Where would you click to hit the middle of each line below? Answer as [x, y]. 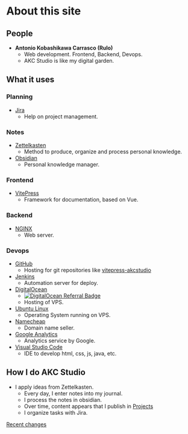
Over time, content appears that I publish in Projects [89, 406]
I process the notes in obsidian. [63, 400]
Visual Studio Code [39, 347]
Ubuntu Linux [32, 308]
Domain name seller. [49, 328]
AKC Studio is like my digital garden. [69, 61]
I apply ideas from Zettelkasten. [54, 387]
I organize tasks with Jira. [56, 412]
